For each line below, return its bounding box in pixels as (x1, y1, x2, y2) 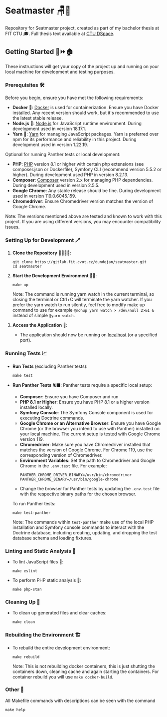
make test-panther (12, 510, 51, 515)
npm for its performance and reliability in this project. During (12, 137, 137, 143)
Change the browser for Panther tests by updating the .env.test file (19, 485, 160, 491)
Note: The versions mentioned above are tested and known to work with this (5, 213, 162, 219)
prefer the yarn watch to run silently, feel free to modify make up (12, 302, 146, 308)
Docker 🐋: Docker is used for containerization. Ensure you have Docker (12, 105, 159, 111)
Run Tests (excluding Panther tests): (12, 363, 88, 369)
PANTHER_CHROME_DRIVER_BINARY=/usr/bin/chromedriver (19, 472, 132, 477)
